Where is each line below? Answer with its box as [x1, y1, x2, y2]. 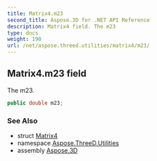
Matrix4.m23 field [7, 68, 87, 79]
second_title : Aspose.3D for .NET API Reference [7, 17, 150, 23]
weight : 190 [7, 36, 41, 43]
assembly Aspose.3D [17, 146, 78, 154]
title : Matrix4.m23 [7, 10, 64, 17]
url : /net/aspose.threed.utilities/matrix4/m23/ [7, 42, 150, 49]
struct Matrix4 [17, 131, 58, 140]
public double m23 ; [7, 100, 64, 106]
